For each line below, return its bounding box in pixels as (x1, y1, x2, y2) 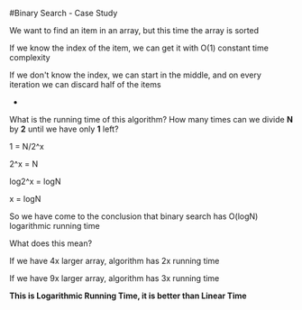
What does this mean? (9, 238, 93, 249)
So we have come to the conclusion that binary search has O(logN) (9, 211, 259, 222)
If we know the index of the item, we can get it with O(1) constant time (9, 42, 269, 53)
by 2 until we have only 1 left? (9, 123, 119, 134)
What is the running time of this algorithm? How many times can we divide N (9, 114, 293, 124)
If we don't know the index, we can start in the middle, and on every (9, 69, 261, 80)
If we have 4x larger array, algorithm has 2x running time (9, 256, 220, 266)
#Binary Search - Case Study (9, 8, 118, 18)
